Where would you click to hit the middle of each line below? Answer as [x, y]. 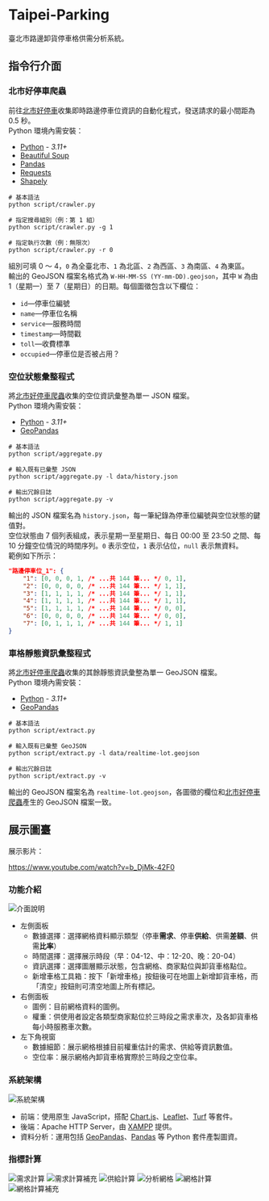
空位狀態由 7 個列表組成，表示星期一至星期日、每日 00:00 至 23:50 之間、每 [135, 535]
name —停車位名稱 [49, 313]
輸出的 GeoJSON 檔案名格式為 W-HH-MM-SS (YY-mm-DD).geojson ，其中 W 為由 [133, 275]
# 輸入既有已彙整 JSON [42, 469]
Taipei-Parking [59, 15]
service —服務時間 [50, 323]
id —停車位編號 [45, 303]
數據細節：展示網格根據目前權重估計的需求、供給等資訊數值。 [134, 1047]
